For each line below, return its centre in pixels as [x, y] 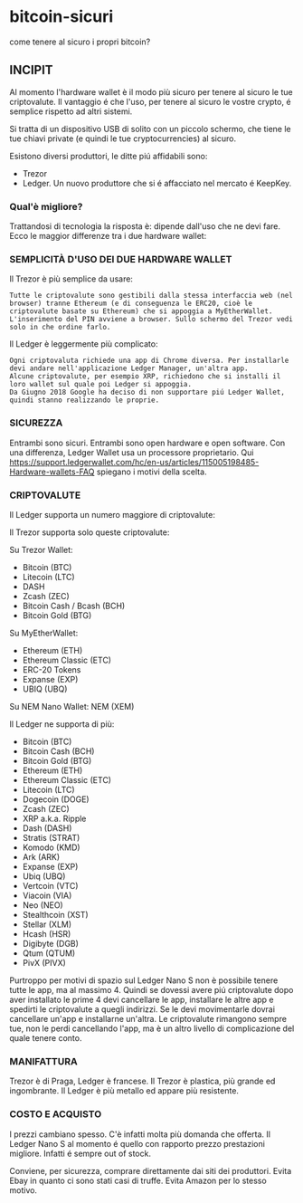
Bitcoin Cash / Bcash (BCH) [74, 606]
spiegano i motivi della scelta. [151, 472]
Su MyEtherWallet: [44, 633]
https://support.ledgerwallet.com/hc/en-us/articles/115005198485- [134, 462]
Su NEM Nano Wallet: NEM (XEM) [72, 706]
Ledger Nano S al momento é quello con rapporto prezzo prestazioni [137, 1143]
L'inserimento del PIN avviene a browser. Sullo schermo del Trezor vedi [151, 320]
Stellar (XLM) [47, 924]
